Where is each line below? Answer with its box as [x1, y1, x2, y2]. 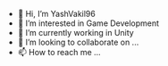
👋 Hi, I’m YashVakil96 [17, 9, 96, 19]
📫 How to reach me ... [17, 47, 101, 57]
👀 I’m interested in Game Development [17, 18, 159, 29]
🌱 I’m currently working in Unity [17, 28, 134, 37]
